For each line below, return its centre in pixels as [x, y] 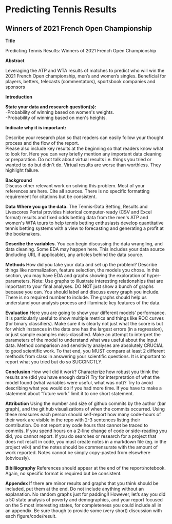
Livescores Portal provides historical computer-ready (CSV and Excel [79, 212]
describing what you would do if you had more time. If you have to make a [84, 388]
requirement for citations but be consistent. [51, 197]
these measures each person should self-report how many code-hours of [83, 414]
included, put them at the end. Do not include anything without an [75, 489]
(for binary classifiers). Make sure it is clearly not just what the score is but [84, 324]
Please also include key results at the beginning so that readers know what [84, 148]
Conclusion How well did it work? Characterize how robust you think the [82, 372]
